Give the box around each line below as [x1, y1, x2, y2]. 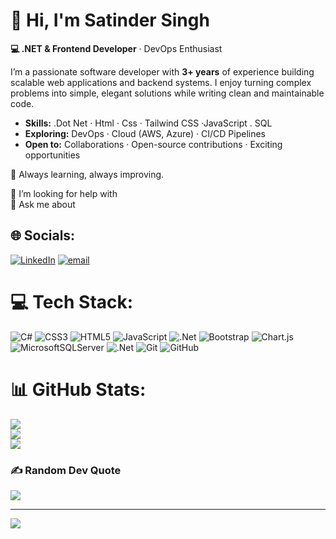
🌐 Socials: [10, 227, 76, 244]
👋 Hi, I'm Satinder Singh [10, 9, 210, 32]
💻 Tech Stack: [10, 290, 134, 313]
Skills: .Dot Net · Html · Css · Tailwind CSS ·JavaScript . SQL [24, 117, 273, 129]
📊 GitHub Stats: [10, 378, 147, 401]
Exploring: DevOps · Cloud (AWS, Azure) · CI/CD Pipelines [24, 127, 267, 139]
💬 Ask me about [10, 198, 76, 210]
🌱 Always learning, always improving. [10, 168, 165, 180]
